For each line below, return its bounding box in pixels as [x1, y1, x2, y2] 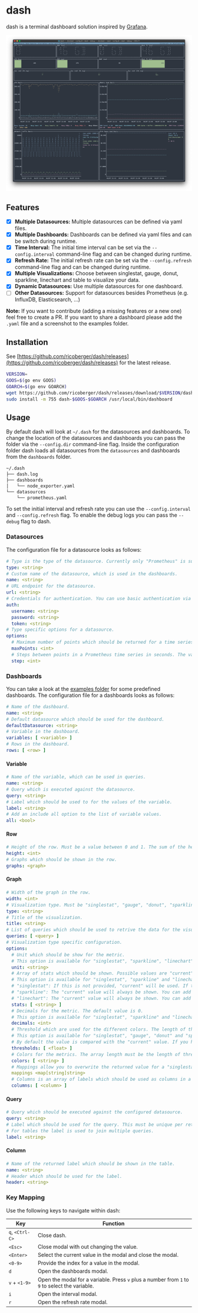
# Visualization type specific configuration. [6, 940, 123, 946]
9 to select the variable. [38, 1282, 94, 1289]
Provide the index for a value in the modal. [38, 1259, 140, 1267]
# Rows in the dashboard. [6, 741, 70, 747]
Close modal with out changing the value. [38, 1243, 138, 1250]
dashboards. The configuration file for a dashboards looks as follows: [6, 692, 175, 699]
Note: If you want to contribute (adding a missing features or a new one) [6, 308, 182, 315]
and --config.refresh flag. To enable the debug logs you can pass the [6, 511, 178, 519]
